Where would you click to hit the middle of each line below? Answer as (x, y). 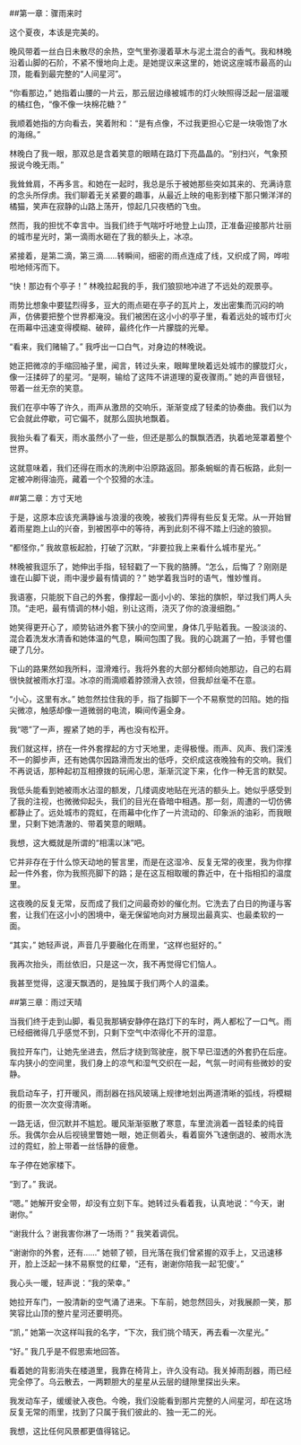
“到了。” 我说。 (36, 1184)
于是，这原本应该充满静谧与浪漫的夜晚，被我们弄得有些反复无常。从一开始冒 (150, 517)
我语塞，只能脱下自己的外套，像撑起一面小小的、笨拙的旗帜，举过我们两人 (146, 597)
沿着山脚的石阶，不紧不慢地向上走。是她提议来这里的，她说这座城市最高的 (146, 62)
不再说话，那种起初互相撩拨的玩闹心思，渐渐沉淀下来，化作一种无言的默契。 (150, 771)
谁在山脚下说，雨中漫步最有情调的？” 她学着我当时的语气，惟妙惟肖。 (138, 578)
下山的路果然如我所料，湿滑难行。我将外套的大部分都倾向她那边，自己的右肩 (150, 669)
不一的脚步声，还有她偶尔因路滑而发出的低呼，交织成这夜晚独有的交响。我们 (150, 760)
